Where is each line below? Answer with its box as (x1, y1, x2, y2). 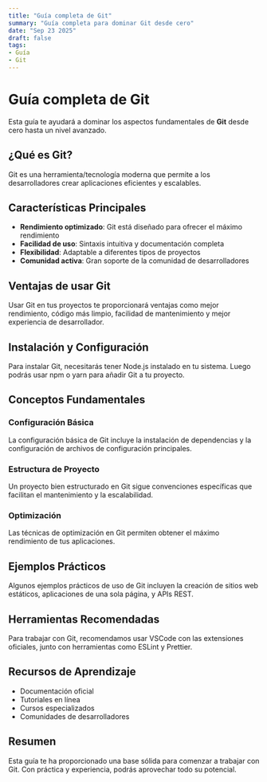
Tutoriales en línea (19, 694, 81, 704)
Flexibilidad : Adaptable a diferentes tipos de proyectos (19, 248, 201, 257)
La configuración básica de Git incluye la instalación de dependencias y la (8, 435, 252, 445)
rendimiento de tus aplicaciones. (8, 536, 116, 546)
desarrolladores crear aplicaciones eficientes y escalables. (8, 178, 202, 187)
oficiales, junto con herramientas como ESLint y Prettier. (8, 642, 193, 651)
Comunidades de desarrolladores (19, 711, 130, 721)
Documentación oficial (19, 686, 94, 696)
